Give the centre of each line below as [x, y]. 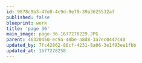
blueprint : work [27, 23]
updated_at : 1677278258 [36, 51]
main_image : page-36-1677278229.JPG [52, 34]
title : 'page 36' [28, 28]
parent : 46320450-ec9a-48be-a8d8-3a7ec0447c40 [66, 40]
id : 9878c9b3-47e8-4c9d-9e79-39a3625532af [60, 12]
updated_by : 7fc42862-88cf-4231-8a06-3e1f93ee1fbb [71, 46]
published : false [28, 17]
